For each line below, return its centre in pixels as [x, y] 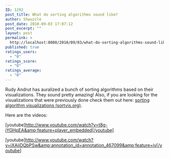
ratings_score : [21, 61]
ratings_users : [21, 52]
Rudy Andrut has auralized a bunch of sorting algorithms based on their [79, 89]
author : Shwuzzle [23, 19]
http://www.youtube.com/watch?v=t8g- [66, 125]
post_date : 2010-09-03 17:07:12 [39, 24]
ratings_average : [23, 71]
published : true [22, 47]
